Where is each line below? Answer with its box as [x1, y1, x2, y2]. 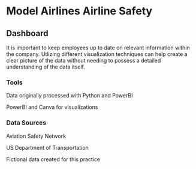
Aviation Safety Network [6, 132, 67, 140]
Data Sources [6, 118, 47, 127]
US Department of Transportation [6, 144, 89, 151]
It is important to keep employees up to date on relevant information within [6, 44, 190, 51]
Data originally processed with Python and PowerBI [6, 92, 133, 99]
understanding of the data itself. [6, 63, 86, 70]
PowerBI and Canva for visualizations [6, 103, 98, 111]
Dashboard [6, 28, 49, 38]
